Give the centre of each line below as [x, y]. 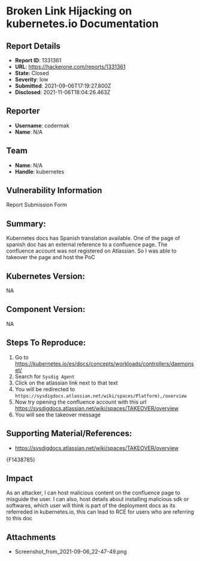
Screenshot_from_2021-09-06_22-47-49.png [71, 552]
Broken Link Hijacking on [69, 11]
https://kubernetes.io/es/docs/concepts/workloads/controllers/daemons [104, 364]
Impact [19, 478]
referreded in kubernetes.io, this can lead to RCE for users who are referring [100, 512]
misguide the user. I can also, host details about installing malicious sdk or [98, 499]
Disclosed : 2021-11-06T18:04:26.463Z [63, 92]
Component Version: [46, 309]
